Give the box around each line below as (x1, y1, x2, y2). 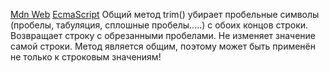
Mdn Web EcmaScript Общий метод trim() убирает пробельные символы (10, 9, 320, 20)
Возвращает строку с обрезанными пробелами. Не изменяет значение (10, 30, 317, 41)
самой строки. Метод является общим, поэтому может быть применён (10, 40, 316, 52)
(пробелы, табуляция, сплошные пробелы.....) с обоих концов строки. (10, 19, 309, 31)
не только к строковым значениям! (10, 51, 162, 63)
